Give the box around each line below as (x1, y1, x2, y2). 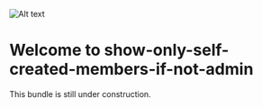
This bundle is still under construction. (9, 88, 151, 99)
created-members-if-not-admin (9, 59, 254, 80)
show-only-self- (104, 40, 230, 60)
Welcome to (9, 40, 101, 60)
